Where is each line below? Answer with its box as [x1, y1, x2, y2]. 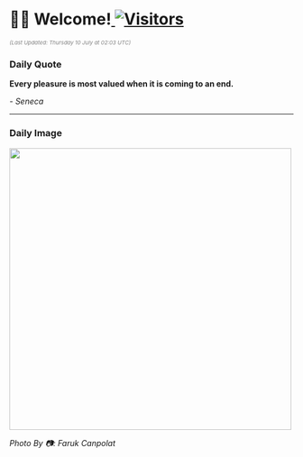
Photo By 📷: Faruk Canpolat [9, 437, 115, 448]
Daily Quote [9, 58, 62, 70]
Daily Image [9, 127, 63, 140]
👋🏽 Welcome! [9, 9, 112, 30]
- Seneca [9, 96, 44, 107]
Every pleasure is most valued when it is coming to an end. [9, 78, 234, 89]
